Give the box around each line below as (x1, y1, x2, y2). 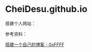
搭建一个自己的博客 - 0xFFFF (5, 41, 65, 48)
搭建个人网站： (5, 20, 36, 26)
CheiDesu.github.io (5, 3, 88, 15)
